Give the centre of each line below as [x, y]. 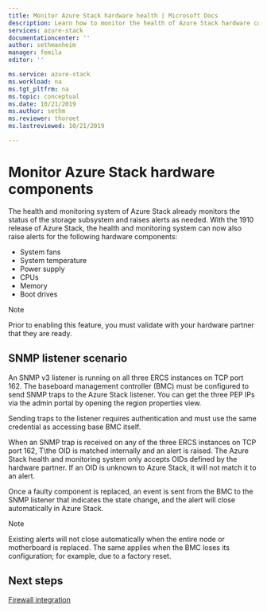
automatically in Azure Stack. [56, 508]
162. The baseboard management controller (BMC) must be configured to [128, 385]
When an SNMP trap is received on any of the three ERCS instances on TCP [132, 442]
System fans [40, 252]
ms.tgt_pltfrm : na [39, 89]
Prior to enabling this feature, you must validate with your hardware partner [131, 325]
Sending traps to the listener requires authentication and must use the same [132, 418]
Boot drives [39, 294]
